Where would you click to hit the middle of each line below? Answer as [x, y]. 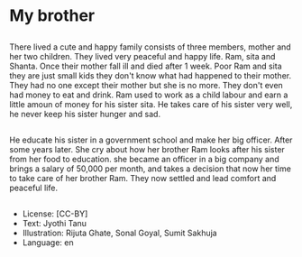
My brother [52, 16]
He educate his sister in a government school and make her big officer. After [151, 140]
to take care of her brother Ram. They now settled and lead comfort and [143, 178]
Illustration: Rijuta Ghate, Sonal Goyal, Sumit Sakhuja [120, 233]
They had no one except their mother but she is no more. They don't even [146, 85]
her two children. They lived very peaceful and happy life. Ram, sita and [142, 56]
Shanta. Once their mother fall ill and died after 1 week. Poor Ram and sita [146, 66]
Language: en [48, 243]
